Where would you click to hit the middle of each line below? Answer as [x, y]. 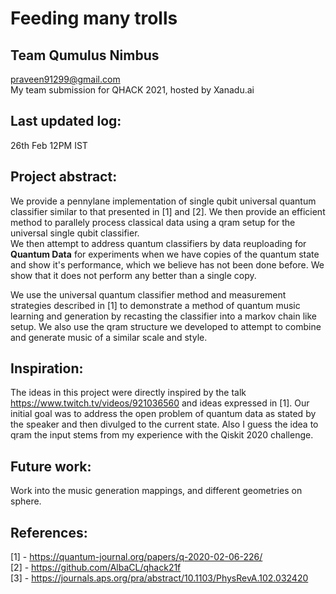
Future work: [51, 466]
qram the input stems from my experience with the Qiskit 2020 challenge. [162, 435]
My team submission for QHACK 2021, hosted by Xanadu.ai [132, 90]
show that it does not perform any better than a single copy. [133, 275]
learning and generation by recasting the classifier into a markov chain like [163, 316]
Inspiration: [47, 368]
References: [49, 532]
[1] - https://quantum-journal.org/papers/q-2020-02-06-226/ [136, 557]
